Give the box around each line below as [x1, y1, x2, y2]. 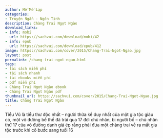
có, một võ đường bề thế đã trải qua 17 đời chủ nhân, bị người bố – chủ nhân [5, 117, 158, 123]
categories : [5, 12, 29, 17]
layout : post [5, 52, 32, 58]
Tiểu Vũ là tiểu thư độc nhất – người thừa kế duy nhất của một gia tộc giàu [5, 112, 154, 117]
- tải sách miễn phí [5, 67, 47, 71]
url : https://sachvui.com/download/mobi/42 [9, 35, 99, 40]
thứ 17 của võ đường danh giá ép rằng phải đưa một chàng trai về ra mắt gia [5, 122, 157, 128]
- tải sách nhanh [5, 71, 41, 76]
